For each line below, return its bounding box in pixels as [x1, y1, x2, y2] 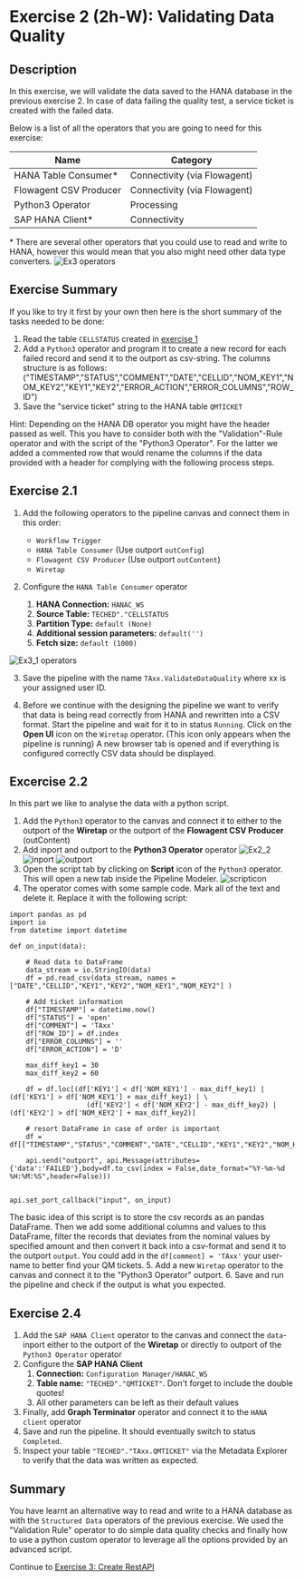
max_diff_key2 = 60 [25, 1069, 100, 1078]
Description [9, 62, 77, 77]
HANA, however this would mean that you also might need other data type [9, 247, 287, 257]
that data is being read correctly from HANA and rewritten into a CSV [22, 709, 280, 720]
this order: [22, 517, 62, 528]
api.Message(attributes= [106, 1156, 201, 1166]
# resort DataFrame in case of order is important [25, 1125, 221, 1134]
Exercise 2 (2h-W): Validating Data [9, 6, 275, 27]
